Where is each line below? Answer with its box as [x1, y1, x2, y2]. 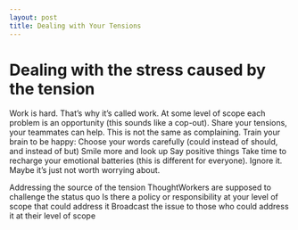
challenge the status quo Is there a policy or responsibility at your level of [9, 192, 278, 202]
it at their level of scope [9, 210, 96, 221]
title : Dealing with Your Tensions [9, 21, 142, 30]
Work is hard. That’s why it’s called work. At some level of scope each [9, 108, 266, 119]
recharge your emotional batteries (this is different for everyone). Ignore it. [9, 155, 283, 166]
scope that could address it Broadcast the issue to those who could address [9, 201, 289, 212]
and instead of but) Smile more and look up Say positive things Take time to [9, 146, 287, 157]
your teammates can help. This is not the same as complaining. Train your [9, 127, 281, 138]
